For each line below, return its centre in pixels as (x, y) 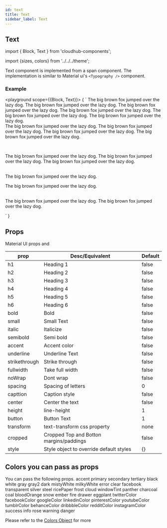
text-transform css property (77, 427)
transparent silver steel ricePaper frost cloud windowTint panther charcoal (81, 490)
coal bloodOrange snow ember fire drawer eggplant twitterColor (71, 495)
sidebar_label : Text (27, 19)
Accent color (59, 346)
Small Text (56, 321)
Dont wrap (56, 378)
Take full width (61, 370)
